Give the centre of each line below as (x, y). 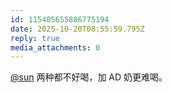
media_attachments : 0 (55, 47)
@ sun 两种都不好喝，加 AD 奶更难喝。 (89, 77)
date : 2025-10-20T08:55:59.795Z (77, 29)
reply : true (35, 38)
